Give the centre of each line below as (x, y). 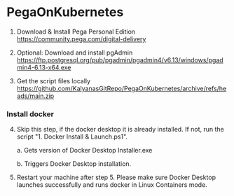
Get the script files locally (54, 80)
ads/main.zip (35, 96)
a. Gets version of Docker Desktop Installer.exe (84, 150)
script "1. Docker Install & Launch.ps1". (72, 136)
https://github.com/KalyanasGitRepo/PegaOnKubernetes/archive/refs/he (122, 88)
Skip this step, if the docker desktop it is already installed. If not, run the (121, 129)
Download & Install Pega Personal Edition (76, 31)
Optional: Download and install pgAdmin (75, 52)
